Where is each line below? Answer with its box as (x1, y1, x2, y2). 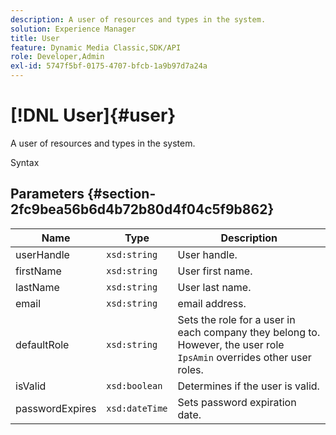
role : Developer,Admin (10, 52, 105, 62)
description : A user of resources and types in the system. (10, 14, 267, 25)
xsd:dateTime (106, 402, 168, 414)
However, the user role (177, 337, 285, 351)
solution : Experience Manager (10, 24, 137, 34)
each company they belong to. (177, 325, 321, 339)
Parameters (10, 186, 85, 203)
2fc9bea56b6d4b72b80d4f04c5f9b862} (10, 201, 275, 218)
